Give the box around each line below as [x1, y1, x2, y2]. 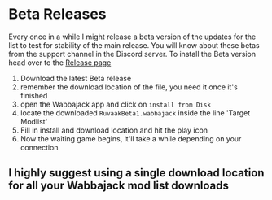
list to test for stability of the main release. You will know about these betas [8, 40, 260, 50]
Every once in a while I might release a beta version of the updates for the [8, 32, 257, 41]
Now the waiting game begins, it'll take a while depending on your [20, 133, 242, 143]
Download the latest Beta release [20, 73, 132, 83]
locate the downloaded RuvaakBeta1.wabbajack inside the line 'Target [20, 107, 251, 118]
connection [20, 142, 59, 152]
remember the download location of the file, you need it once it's [20, 82, 238, 92]
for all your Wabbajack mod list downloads [8, 179, 230, 193]
